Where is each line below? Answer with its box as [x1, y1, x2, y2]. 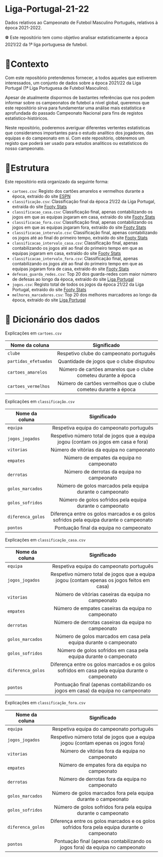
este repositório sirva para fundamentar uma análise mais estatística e [5, 105, 146, 111]
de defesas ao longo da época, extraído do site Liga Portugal [12, 276, 134, 282]
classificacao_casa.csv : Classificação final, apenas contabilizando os [12, 209, 153, 215]
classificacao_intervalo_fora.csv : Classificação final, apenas [12, 255, 138, 261]
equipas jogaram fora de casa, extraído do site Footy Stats [12, 266, 130, 272]
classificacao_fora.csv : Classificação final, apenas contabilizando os [12, 219, 153, 225]
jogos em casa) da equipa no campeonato [55, 687, 151, 694]
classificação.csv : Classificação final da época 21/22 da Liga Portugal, [12, 199, 156, 204]
